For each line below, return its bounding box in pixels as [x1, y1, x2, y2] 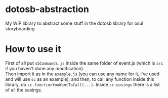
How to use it [5, 43, 62, 55]
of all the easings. [5, 87, 43, 93]
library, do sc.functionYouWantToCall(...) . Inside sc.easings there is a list [5, 81, 160, 87]
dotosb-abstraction [5, 4, 90, 15]
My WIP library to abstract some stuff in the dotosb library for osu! [5, 20, 144, 26]
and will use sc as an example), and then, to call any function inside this [5, 76, 154, 82]
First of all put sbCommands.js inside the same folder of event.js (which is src [5, 60, 163, 66]
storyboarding [5, 25, 35, 31]
